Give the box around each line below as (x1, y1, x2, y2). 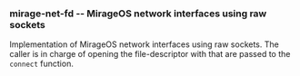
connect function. (9, 58, 75, 70)
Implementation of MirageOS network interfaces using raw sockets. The (9, 39, 279, 50)
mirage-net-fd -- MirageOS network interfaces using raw (9, 7, 267, 20)
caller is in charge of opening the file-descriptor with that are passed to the (9, 49, 291, 60)
